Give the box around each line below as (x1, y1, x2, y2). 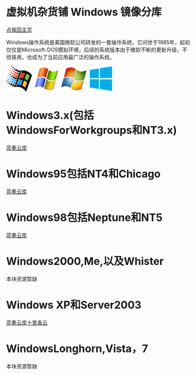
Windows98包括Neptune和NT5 (6, 211, 163, 224)
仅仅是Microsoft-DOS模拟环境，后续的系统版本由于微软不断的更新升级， (6, 46, 182, 53)
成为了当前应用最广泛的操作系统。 (31, 53, 115, 60)
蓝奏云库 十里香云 (6, 319, 48, 326)
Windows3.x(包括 (6, 109, 94, 122)
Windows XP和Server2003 (6, 298, 142, 312)
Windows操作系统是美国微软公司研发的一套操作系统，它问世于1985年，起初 (6, 39, 191, 46)
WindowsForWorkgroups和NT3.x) (6, 124, 177, 137)
